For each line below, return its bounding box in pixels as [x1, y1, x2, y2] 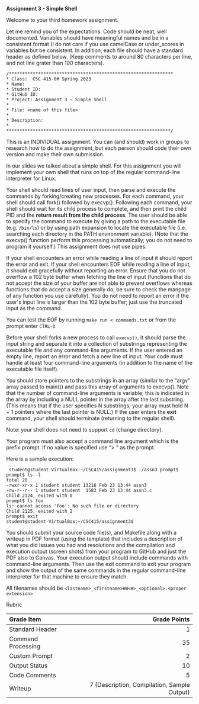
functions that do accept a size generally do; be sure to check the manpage [6, 286, 191, 292]
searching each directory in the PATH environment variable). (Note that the [6, 230, 188, 237]
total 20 [6, 477, 28, 483]
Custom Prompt [9, 652, 53, 660]
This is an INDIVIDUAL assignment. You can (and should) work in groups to [6, 139, 190, 145]
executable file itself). [6, 365, 59, 372]
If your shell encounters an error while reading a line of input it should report [6, 255, 192, 261]
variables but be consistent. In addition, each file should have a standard [6, 47, 184, 54]
